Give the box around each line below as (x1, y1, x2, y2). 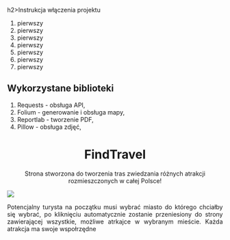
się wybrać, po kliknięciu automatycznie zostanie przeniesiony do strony (7, 210, 223, 218)
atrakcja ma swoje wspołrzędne (7, 224, 97, 232)
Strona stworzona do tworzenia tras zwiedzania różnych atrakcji (25, 169, 205, 178)
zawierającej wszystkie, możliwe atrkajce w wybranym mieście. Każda (7, 217, 223, 226)
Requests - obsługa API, (16, 101, 86, 109)
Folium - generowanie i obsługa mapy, (16, 108, 125, 116)
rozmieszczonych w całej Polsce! (68, 176, 162, 184)
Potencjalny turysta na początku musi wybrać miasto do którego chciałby (7, 202, 223, 211)
